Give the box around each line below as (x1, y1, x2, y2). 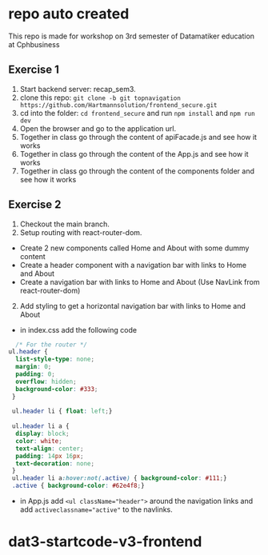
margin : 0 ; (15, 363, 52, 371)
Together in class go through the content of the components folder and (19, 166, 254, 176)
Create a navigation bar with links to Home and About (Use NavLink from (19, 277, 260, 286)
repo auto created (8, 5, 130, 23)
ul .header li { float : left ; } (11, 407, 113, 416)
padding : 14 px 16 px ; (15, 452, 84, 460)
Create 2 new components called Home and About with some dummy (19, 243, 250, 253)
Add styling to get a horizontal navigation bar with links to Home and (19, 301, 246, 310)
